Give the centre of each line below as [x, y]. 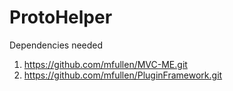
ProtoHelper [61, 17]
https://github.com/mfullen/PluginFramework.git [123, 75]
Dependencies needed [56, 45]
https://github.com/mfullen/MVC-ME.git [105, 64]
